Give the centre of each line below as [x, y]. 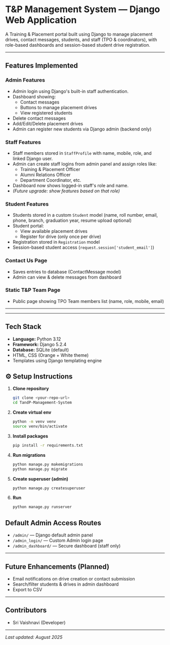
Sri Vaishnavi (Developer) [39, 622]
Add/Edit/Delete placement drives [48, 123]
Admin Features [25, 80]
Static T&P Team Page [33, 290]
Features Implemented [42, 66]
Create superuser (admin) [40, 479]
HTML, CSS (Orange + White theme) [51, 355]
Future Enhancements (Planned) [57, 567]
